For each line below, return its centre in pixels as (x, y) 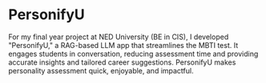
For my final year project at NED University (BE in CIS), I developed (119, 37)
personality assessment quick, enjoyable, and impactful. (101, 70)
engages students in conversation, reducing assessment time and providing (133, 53)
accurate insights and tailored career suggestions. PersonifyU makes (122, 62)
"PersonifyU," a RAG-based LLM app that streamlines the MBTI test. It (123, 45)
